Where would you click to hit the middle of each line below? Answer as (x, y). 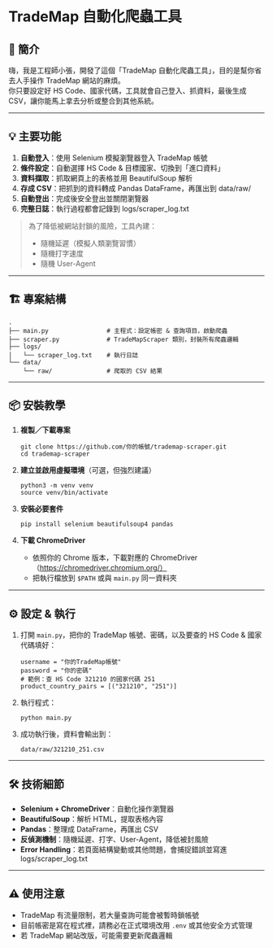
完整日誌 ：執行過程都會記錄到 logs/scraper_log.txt (104, 208)
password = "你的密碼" (56, 671)
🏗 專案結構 (37, 299)
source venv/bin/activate (64, 493)
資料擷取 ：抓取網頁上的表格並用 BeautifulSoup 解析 (106, 178)
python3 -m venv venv (56, 486)
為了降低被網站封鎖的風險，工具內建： (92, 225)
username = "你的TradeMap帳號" (71, 662)
